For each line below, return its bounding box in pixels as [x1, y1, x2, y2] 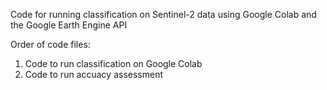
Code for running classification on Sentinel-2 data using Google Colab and [10, 9, 317, 20]
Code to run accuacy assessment [24, 69, 164, 80]
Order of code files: [10, 39, 91, 50]
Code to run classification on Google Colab [24, 58, 203, 69]
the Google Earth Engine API [10, 19, 128, 31]
